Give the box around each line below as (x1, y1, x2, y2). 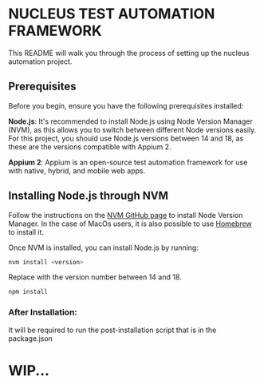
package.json (8, 333, 53, 343)
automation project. (8, 57, 73, 66)
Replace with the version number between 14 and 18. (8, 272, 182, 282)
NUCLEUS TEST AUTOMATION (8, 5, 215, 23)
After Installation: (8, 307, 78, 318)
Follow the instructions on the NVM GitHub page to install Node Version (8, 210, 243, 220)
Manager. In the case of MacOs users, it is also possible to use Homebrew (8, 219, 253, 228)
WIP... (8, 361, 50, 379)
